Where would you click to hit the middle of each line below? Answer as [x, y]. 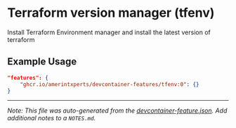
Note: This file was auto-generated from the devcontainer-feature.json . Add [117, 111]
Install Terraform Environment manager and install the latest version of [109, 32]
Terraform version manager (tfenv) [111, 13]
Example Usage [42, 62]
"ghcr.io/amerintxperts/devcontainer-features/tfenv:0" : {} [110, 84]
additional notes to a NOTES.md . [52, 118]
